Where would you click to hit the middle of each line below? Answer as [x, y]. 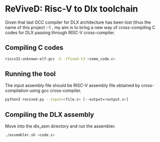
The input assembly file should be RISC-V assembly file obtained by [73, 85]
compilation [17, 91]
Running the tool [30, 74]
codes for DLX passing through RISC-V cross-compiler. [60, 32]
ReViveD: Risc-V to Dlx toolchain [72, 9]
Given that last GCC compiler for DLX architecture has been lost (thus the [78, 22]
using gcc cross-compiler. [55, 91]
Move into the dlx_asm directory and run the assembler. [60, 126]
